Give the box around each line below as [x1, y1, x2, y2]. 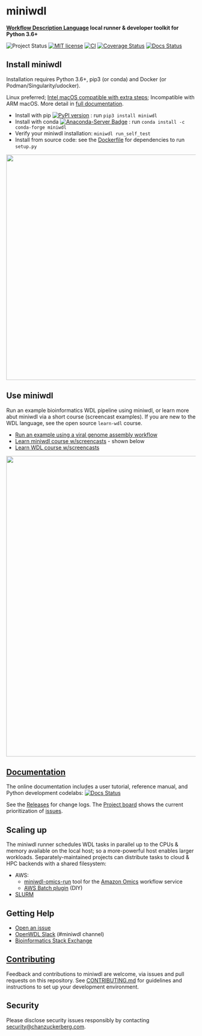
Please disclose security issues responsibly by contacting [6, 1016, 150, 1023]
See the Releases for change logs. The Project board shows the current [6, 801, 183, 808]
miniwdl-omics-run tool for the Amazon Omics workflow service [23, 878, 183, 885]
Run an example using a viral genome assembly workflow [14, 431, 158, 438]
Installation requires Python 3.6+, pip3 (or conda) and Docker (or [6, 75, 167, 82]
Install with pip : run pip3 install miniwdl [14, 111, 158, 118]
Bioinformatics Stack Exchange [14, 937, 93, 944]
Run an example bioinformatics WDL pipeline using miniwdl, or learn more [6, 406, 189, 414]
